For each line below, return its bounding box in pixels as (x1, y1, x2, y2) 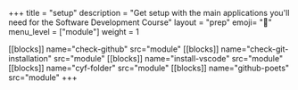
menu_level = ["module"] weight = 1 (8, 27, 140, 37)
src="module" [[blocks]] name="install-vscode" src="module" (54, 53, 283, 63)
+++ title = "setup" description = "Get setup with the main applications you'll (8, 8, 290, 18)
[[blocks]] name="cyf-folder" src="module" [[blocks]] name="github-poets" (8, 62, 290, 73)
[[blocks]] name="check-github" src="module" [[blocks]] (8, 44, 219, 54)
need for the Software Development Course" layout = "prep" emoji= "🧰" (8, 17, 273, 28)
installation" (8, 53, 53, 63)
